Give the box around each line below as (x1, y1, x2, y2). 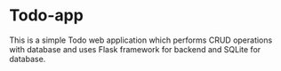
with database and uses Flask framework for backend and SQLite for (9, 43, 261, 54)
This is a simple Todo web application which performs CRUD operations (9, 35, 273, 45)
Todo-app (9, 5, 84, 26)
